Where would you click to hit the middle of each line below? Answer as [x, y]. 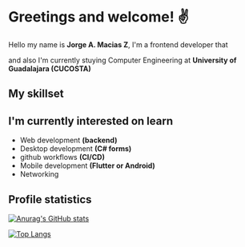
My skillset [36, 94]
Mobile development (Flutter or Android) [88, 165]
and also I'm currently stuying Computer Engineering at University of [122, 60]
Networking [39, 174]
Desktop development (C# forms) [76, 149]
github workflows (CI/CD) [62, 157]
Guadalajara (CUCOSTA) [50, 68]
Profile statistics [50, 199]
